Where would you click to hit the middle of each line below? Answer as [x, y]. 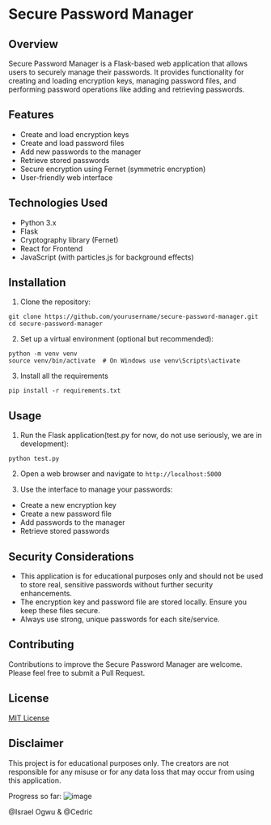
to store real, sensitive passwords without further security [116, 585]
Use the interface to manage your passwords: [96, 490]
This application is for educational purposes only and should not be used [142, 576]
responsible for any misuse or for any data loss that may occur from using [131, 771]
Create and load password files [72, 143]
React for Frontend [51, 248]
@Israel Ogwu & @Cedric [51, 811]
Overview [34, 44]
